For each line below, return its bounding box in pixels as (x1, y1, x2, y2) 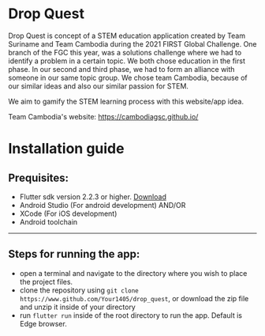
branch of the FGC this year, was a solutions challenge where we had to (8, 47, 242, 57)
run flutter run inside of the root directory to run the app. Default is (19, 310, 243, 320)
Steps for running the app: (8, 247, 140, 261)
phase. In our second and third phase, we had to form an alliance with (8, 64, 235, 74)
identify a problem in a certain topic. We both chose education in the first (8, 56, 246, 66)
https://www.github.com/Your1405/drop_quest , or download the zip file (19, 293, 249, 303)
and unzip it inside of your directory (19, 302, 136, 311)
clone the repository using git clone (19, 285, 140, 295)
